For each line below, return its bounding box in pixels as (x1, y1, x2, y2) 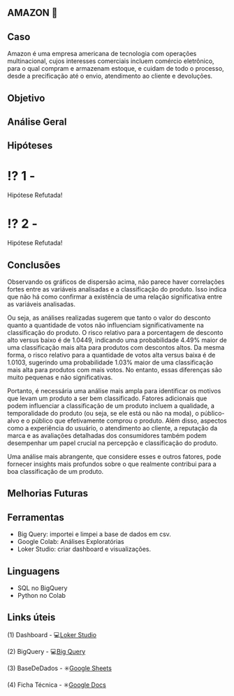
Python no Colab (17, 592, 66, 600)
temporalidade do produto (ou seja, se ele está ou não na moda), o (7, 409, 199, 418)
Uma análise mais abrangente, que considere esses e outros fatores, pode (7, 453, 221, 461)
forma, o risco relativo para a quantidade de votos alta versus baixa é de (7, 351, 216, 360)
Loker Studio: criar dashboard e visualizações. (17, 545, 152, 554)
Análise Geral (7, 116, 67, 128)
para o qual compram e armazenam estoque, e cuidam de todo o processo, (7, 64, 225, 73)
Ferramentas (7, 511, 64, 523)
